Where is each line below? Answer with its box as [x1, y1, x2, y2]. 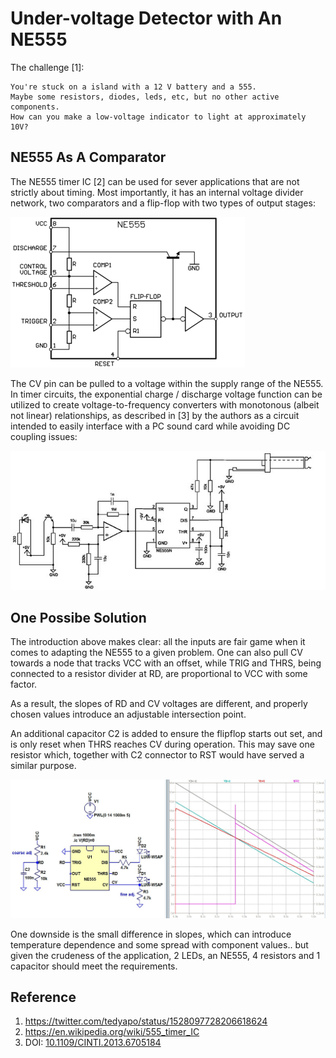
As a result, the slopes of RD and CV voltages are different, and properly [10, 698, 308, 710]
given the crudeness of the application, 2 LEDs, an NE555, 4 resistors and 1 [10, 949, 321, 961]
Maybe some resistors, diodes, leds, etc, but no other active [10, 92, 280, 102]
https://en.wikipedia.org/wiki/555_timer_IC [24, 1026, 200, 1038]
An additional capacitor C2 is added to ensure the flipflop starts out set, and [10, 728, 323, 740]
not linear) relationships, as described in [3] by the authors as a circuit [10, 409, 300, 421]
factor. [10, 678, 38, 691]
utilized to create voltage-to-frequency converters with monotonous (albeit [10, 398, 320, 411]
